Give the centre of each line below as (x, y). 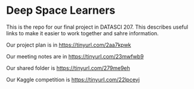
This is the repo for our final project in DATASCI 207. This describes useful (97, 27)
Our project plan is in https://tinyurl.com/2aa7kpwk (69, 45)
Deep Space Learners (61, 10)
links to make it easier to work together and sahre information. (83, 33)
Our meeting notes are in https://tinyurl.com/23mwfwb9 (75, 56)
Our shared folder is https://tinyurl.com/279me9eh (68, 68)
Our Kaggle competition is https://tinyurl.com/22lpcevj (73, 79)
